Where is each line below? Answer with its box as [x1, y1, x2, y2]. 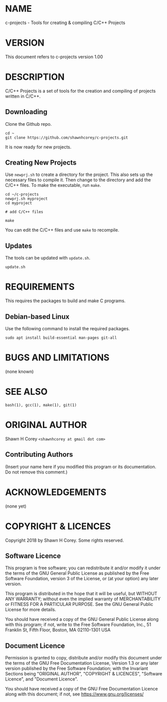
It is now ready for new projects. [5, 144, 72, 150]
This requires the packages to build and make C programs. [5, 298, 126, 304]
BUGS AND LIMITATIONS [5, 352, 110, 363]
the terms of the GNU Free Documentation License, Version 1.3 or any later [5, 660, 159, 666]
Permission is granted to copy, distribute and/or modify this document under [5, 655, 163, 661]
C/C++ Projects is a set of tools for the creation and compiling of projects [5, 88, 156, 94]
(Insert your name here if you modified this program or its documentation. [5, 463, 157, 470]
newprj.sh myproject [5, 196, 48, 201]
